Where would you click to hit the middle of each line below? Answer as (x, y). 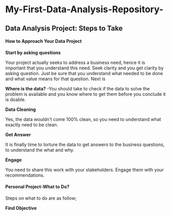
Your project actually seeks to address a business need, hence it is (75, 62)
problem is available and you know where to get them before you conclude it (85, 94)
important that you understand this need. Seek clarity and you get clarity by (84, 68)
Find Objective (21, 208)
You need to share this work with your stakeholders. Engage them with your (85, 170)
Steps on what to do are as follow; (41, 198)
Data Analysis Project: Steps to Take (64, 28)
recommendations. (25, 175)
